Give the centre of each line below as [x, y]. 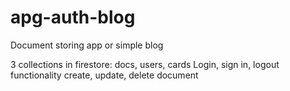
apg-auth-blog [73, 17]
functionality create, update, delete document [104, 75]
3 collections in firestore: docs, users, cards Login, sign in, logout [145, 64]
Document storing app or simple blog [87, 45]
